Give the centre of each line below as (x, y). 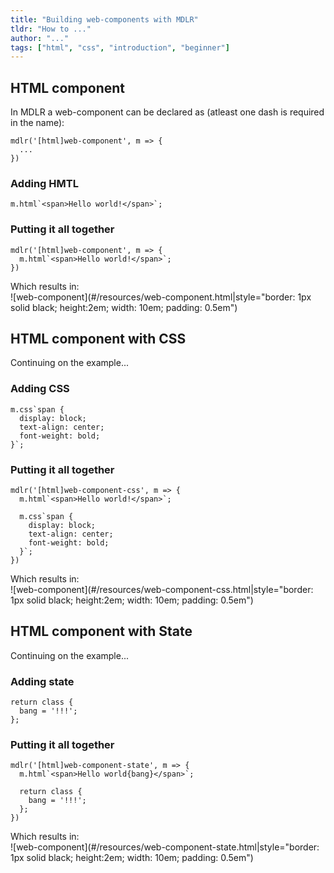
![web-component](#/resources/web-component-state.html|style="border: (165, 847)
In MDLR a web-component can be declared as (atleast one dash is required (167, 112)
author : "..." (40, 38)
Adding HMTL (44, 183)
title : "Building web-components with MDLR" (104, 19)
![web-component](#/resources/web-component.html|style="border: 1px (161, 297)
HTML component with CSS (98, 339)
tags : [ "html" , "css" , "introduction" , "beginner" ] (120, 47)
